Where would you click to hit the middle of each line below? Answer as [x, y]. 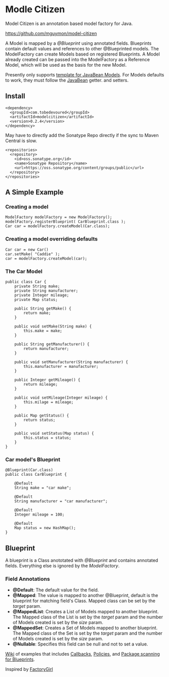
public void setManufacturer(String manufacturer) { [71, 362]
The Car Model [24, 271]
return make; [37, 313]
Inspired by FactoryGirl [29, 669]
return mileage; [41, 385]
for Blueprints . [20, 659]
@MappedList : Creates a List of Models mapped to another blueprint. [86, 612]
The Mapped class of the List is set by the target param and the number [88, 617]
